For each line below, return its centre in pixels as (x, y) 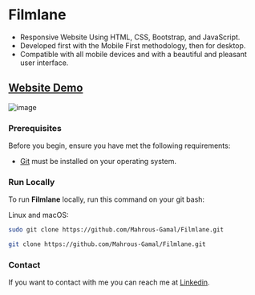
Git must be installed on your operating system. (98, 162)
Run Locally (32, 182)
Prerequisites (35, 128)
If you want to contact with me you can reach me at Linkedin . (109, 282)
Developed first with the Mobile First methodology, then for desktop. (133, 45)
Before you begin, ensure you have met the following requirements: (119, 145)
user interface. (44, 63)
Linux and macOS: (38, 215)
